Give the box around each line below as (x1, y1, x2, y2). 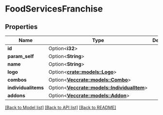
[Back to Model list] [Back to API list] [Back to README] (5, 105, 116, 110)
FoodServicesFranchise (5, 3, 103, 14)
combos (7, 76, 27, 83)
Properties (5, 23, 38, 31)
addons (7, 92, 26, 99)
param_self (7, 53, 34, 59)
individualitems (7, 85, 44, 91)
